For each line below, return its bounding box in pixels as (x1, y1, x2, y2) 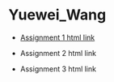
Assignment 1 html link (19, 32, 95, 42)
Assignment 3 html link (19, 63, 97, 74)
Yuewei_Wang (8, 6, 107, 24)
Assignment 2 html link (19, 48, 97, 58)
